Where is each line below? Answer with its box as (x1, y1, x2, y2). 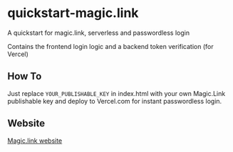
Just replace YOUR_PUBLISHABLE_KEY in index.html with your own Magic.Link (7, 89, 226, 97)
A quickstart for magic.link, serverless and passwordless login (7, 28, 190, 37)
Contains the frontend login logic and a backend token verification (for (7, 42, 214, 50)
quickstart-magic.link (7, 5, 139, 21)
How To (7, 70, 42, 82)
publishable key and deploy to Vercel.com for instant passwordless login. (7, 97, 222, 105)
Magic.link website (7, 136, 63, 145)
